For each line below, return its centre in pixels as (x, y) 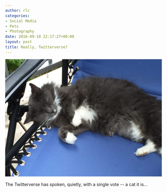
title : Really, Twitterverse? (37, 47)
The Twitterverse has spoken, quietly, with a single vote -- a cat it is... (76, 184)
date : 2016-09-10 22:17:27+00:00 (40, 37)
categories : (17, 16)
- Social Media (21, 21)
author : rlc (17, 10)
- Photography (20, 32)
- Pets (12, 26)
